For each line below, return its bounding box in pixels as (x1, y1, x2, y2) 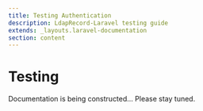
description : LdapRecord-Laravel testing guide (8, 19, 169, 27)
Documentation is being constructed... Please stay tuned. (8, 94, 196, 104)
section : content (8, 33, 66, 42)
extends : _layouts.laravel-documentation (8, 26, 147, 34)
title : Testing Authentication (8, 11, 112, 20)
